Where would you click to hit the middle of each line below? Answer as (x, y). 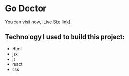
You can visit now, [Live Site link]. (38, 22)
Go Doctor (26, 8)
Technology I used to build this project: (65, 37)
